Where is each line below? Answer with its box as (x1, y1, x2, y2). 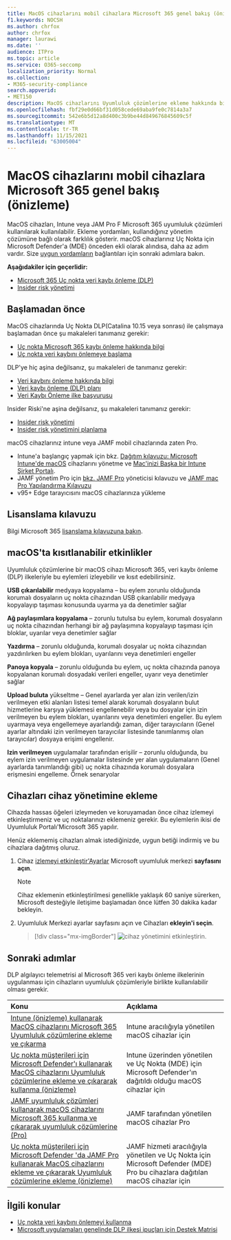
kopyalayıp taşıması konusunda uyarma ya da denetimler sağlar (7, 601, 187, 609)
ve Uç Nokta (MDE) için (126, 1059, 202, 1069)
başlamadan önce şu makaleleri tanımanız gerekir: (7, 329, 149, 337)
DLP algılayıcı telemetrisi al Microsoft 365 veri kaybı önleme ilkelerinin (7, 970, 205, 979)
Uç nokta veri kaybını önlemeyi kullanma (16, 1218, 132, 1226)
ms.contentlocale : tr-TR (7, 126, 78, 132)
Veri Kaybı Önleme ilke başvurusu (16, 391, 113, 399)
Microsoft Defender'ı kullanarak (10, 1059, 113, 1069)
